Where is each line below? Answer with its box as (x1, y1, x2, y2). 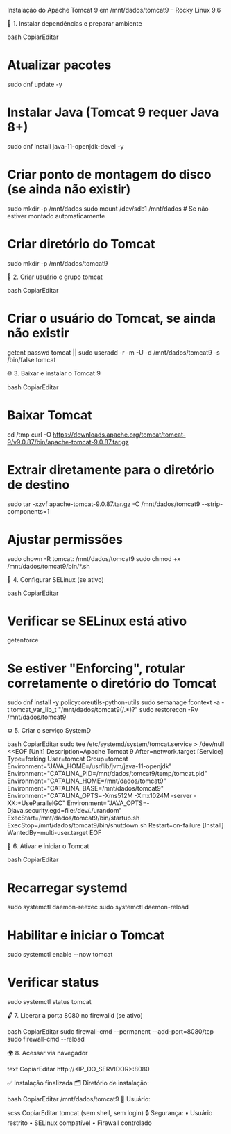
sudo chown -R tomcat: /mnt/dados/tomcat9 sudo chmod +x (7, 554, 181, 562)
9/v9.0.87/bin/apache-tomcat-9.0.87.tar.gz (7, 437, 130, 446)
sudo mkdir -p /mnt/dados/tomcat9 (7, 259, 108, 267)
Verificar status (7, 975, 99, 990)
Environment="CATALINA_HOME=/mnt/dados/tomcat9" (7, 777, 166, 785)
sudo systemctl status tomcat (7, 998, 92, 1006)
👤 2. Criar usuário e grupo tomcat (7, 273, 103, 281)
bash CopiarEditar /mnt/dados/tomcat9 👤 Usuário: (7, 1095, 151, 1103)
